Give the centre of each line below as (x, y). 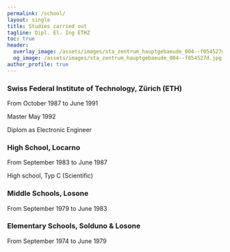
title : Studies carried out (47, 26)
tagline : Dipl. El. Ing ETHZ (49, 33)
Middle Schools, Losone (48, 194)
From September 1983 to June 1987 (57, 162)
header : (18, 45)
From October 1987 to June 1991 (53, 103)
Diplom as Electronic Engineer (50, 129)
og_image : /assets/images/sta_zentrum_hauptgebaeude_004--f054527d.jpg (118, 58)
